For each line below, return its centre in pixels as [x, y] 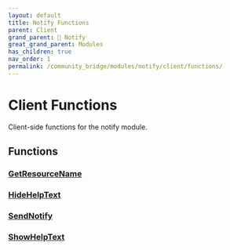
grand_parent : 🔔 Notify [47, 37]
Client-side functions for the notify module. [78, 127]
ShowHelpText [37, 237]
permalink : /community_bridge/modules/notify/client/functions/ [115, 67]
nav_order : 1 [29, 60]
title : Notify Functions [49, 23]
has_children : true [40, 52]
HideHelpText [35, 194]
